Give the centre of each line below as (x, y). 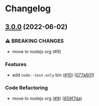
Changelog (28, 9)
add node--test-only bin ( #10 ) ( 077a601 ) (53, 75)
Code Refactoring (26, 88)
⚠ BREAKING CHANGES (35, 41)
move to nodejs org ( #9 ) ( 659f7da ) (47, 99)
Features (16, 64)
